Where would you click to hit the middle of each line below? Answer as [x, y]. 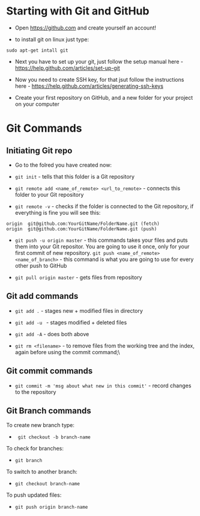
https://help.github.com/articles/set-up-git [67, 68]
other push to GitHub [41, 265]
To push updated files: [34, 495]
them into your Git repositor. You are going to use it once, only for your [102, 246]
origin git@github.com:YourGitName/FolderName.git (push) [82, 229]
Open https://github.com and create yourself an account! [85, 28]
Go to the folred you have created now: [63, 165]
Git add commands [42, 296]
